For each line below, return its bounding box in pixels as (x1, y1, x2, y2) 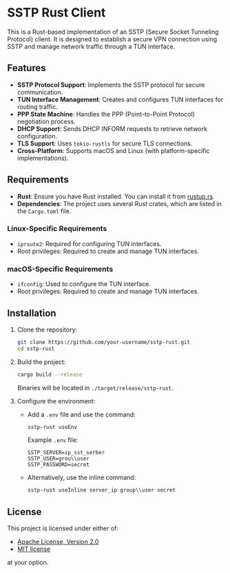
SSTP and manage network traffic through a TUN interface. (7, 42, 176, 50)
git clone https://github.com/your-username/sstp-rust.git (17, 339, 191, 345)
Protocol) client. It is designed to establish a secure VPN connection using (7, 34, 218, 43)
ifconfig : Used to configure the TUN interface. (17, 280, 151, 288)
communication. (17, 88, 63, 96)
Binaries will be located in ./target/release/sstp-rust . (17, 383, 174, 392)
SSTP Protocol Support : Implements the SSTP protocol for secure (17, 81, 205, 89)
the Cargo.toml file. (17, 207, 72, 215)
